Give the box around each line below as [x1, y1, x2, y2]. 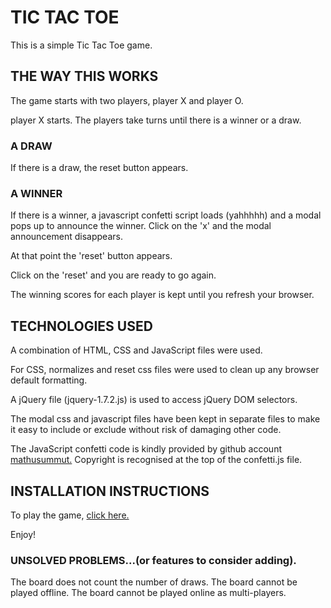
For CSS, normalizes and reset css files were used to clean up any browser [10, 364, 320, 376]
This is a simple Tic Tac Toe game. [10, 39, 153, 51]
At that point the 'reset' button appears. [10, 250, 173, 262]
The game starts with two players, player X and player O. [10, 94, 244, 106]
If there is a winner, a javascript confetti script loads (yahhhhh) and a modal [10, 209, 322, 221]
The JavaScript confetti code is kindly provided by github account [10, 443, 282, 455]
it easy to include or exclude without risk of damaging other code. [10, 424, 282, 436]
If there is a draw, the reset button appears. [10, 162, 189, 174]
